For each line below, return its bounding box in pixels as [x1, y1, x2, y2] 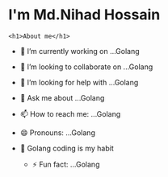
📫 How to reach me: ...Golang [19, 109, 121, 118]
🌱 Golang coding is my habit [19, 143, 115, 153]
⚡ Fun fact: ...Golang [31, 159, 100, 169]
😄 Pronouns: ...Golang [19, 127, 95, 138]
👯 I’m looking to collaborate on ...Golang [19, 62, 153, 72]
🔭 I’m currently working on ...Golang [19, 46, 140, 56]
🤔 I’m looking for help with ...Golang [19, 77, 139, 87]
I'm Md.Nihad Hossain [8, 6, 161, 24]
